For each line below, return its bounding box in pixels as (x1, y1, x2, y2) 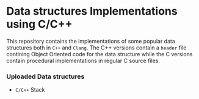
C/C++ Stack (15, 86, 45, 94)
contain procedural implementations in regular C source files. (6, 57, 161, 64)
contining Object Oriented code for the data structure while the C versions (6, 50, 193, 57)
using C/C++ (6, 17, 73, 31)
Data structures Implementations (6, 4, 178, 18)
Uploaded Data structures (6, 72, 85, 81)
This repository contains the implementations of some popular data (6, 37, 176, 45)
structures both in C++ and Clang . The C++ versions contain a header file (6, 44, 187, 51)
